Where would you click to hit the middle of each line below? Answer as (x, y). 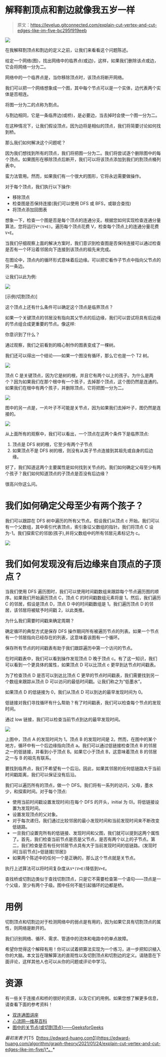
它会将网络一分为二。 (27, 67)
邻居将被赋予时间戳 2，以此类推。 (53, 610)
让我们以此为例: (21, 277)
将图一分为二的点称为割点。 (33, 104)
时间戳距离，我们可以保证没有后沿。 (42, 774)
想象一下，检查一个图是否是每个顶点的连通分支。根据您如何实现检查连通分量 (83, 220)
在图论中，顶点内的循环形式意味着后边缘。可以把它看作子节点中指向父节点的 (83, 260)
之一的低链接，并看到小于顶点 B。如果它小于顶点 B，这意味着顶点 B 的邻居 (81, 752)
